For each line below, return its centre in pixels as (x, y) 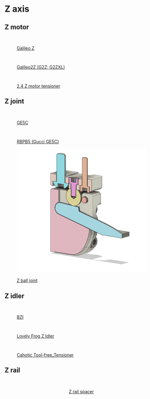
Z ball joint (27, 281)
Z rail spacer (81, 391)
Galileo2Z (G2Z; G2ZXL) (41, 67)
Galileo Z (26, 48)
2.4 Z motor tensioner (38, 86)
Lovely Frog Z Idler (36, 336)
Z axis (17, 9)
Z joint (14, 101)
